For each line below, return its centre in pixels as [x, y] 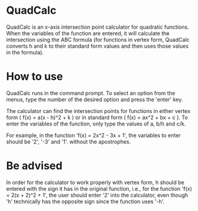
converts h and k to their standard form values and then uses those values [98, 46]
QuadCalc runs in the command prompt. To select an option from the [91, 93]
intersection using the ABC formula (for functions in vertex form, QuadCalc [98, 39]
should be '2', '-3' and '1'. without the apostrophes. [69, 142]
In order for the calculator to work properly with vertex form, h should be [95, 182]
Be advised [34, 166]
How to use [35, 77]
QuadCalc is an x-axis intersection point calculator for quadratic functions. [98, 27]
